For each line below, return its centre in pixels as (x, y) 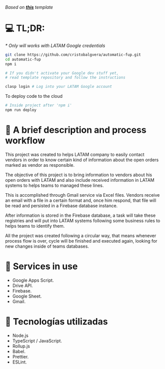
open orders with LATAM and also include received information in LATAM (80, 180)
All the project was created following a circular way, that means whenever (81, 235)
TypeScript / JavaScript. (37, 341)
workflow (25, 141)
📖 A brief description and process (76, 130)
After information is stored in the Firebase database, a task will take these (80, 215)
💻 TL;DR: (25, 28)
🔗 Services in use (41, 266)
